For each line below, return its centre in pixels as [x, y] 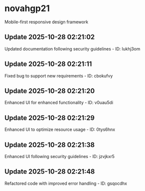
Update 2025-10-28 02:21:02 [50, 37]
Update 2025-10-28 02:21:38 [50, 145]
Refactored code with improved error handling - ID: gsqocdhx [66, 183]
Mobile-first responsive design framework [46, 22]
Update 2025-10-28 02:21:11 [48, 64]
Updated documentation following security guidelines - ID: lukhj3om [72, 48]
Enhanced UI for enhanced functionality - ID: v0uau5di [59, 103]
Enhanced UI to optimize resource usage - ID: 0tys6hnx [60, 129]
